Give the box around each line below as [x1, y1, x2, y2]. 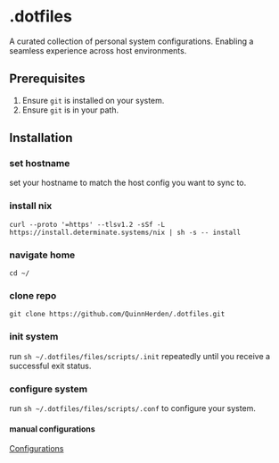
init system [9, 331, 59, 343]
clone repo [9, 289, 57, 301]
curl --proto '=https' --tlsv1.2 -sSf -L [9, 220, 166, 229]
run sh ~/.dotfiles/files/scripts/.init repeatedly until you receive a [9, 350, 270, 361]
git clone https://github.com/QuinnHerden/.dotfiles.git [9, 310, 226, 319]
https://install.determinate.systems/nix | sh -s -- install [9, 228, 242, 237]
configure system [9, 383, 88, 395]
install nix [9, 199, 53, 212]
